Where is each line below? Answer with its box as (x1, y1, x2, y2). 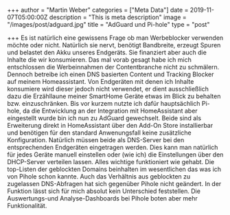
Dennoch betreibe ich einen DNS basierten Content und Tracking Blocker (7, 70, 214, 78)
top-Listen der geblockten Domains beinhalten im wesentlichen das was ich (7, 165, 222, 173)
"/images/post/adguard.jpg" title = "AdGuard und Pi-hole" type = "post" (7, 21, 210, 28)
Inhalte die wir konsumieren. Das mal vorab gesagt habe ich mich (7, 56, 192, 64)
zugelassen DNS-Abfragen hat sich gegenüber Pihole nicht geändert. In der (7, 180, 222, 188)
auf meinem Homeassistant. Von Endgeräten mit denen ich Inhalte (7, 78, 194, 85)
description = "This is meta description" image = (49, 13, 187, 21)
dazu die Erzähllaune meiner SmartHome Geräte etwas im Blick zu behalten (7, 92, 221, 100)
